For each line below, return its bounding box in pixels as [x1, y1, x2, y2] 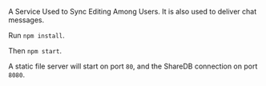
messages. [8, 15, 45, 25]
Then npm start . [8, 46, 62, 55]
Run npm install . [8, 31, 66, 40]
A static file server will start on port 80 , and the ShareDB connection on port [8, 61, 258, 71]
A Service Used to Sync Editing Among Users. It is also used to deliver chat [8, 7, 257, 16]
